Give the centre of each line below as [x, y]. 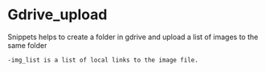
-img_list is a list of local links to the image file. [103, 60]
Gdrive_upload [57, 15]
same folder [27, 45]
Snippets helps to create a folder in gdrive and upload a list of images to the [133, 37]
